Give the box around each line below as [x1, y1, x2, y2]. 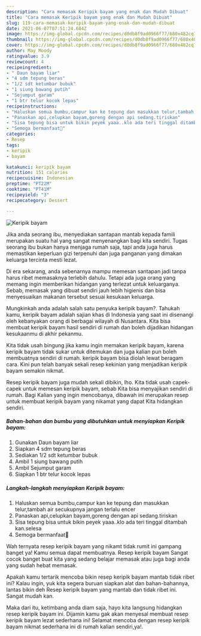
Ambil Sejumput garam [14, 464, 72, 472]
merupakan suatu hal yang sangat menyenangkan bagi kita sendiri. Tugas [6, 237, 188, 244]
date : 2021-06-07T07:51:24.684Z [6, 25, 87, 32]
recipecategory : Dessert [6, 197, 68, 203]
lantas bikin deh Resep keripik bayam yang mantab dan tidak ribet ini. [6, 586, 178, 594]
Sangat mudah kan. [6, 592, 54, 600]
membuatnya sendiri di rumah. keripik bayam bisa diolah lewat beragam [6, 354, 184, 362]
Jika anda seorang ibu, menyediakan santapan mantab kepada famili [6, 231, 175, 238]
